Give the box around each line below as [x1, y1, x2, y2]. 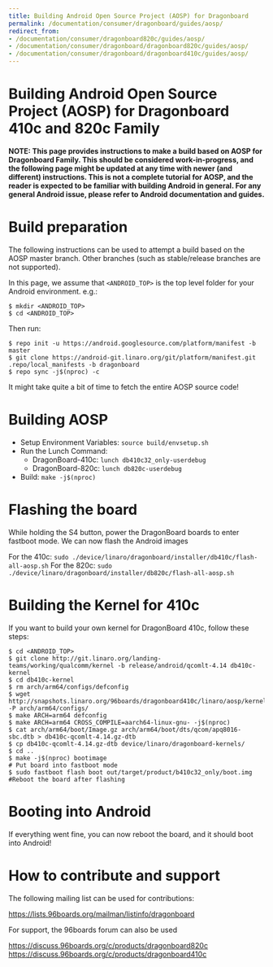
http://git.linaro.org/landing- [51, 654, 162, 663]
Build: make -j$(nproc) [19, 472, 96, 481]
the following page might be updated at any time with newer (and [8, 163, 233, 173]
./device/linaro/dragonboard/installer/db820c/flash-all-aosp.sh [8, 568, 234, 577]
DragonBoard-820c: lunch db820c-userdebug [32, 463, 183, 473]
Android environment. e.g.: [8, 286, 98, 296]
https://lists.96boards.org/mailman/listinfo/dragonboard [8, 908, 195, 919]
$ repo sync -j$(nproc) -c [8, 368, 100, 376]
